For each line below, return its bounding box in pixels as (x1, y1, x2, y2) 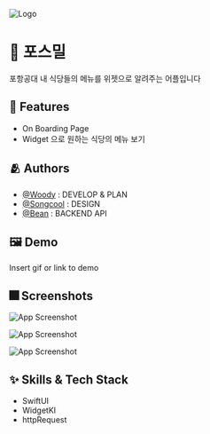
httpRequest (21, 414, 67, 425)
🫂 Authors (9, 161, 70, 177)
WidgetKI (21, 405, 57, 415)
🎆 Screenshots (9, 288, 94, 304)
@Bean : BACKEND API (21, 208, 108, 218)
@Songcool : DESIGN (21, 198, 100, 209)
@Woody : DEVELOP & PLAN (21, 189, 128, 200)
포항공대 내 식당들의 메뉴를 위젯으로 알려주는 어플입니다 (9, 73, 201, 83)
